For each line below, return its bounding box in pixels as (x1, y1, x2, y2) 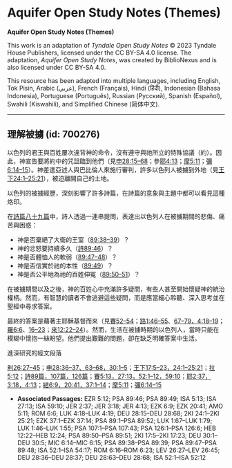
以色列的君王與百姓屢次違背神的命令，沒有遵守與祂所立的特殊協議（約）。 (7, 148, 216, 156)
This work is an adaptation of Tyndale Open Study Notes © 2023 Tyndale (7, 41, 217, 49)
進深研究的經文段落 (7, 348, 62, 357)
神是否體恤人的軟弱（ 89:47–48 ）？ (17, 252, 117, 261)
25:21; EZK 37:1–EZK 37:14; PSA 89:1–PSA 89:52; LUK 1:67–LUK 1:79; (17, 416, 213, 424)
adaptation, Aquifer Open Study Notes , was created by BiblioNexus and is (7, 55, 217, 64)
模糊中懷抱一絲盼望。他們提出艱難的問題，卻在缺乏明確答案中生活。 (7, 334, 201, 342)
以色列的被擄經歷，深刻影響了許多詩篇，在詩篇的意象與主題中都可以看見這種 (7, 189, 225, 197)
